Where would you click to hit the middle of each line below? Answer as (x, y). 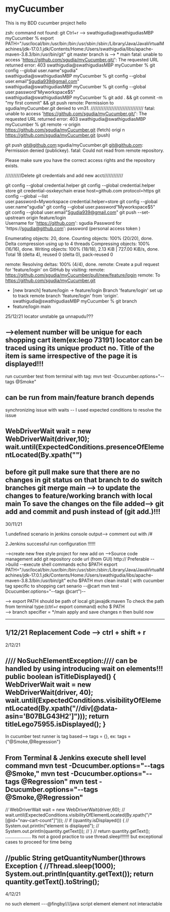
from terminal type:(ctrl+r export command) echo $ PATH (65, 606)
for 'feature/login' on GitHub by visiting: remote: (55, 269)
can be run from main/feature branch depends (80, 398)
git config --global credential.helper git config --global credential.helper (80, 185)
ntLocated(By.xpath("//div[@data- (61, 708)
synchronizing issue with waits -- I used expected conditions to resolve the (83, 410)
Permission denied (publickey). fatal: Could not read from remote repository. (85, 150)
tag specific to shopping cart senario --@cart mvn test (62, 586)
